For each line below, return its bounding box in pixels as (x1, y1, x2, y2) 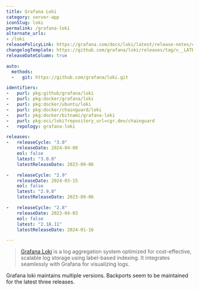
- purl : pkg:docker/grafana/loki (6, 96, 94, 102)
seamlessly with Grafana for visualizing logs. (20, 260, 130, 268)
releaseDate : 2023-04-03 (17, 210, 78, 216)
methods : (11, 69, 33, 74)
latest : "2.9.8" (17, 188, 57, 195)
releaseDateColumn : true (6, 53, 68, 58)
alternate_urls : (6, 31, 46, 37)
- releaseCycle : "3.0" (6, 139, 68, 145)
